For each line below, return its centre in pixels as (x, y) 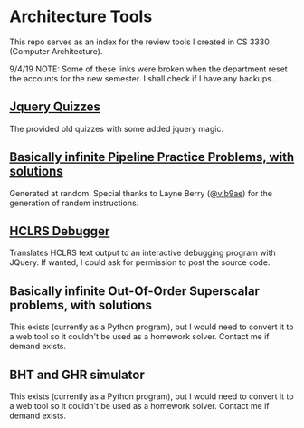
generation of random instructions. (74, 203)
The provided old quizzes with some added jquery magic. (117, 128)
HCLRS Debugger (60, 231)
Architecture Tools (81, 17)
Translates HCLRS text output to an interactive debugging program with (142, 253)
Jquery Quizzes (55, 107)
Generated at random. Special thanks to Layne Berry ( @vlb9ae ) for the (141, 193)
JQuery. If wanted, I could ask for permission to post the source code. (140, 262)
